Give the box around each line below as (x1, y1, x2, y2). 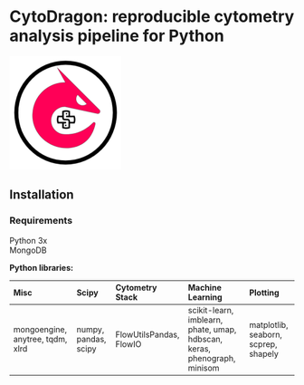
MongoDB (9, 245, 47, 255)
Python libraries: (9, 262, 74, 273)
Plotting (248, 287, 280, 298)
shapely (248, 348, 279, 359)
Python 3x (9, 235, 48, 245)
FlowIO (115, 338, 142, 350)
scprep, (248, 338, 278, 350)
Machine (187, 283, 222, 294)
